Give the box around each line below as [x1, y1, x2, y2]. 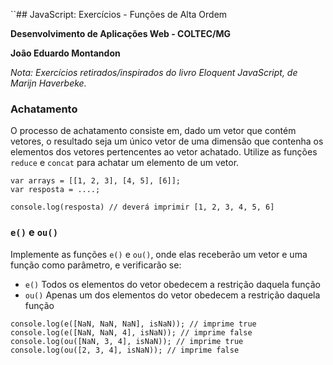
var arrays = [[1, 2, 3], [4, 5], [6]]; [10, 176, 182, 186]
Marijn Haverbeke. [10, 77, 87, 89]
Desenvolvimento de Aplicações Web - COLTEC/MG [10, 28, 232, 39]
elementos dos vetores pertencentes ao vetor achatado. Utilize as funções [10, 146, 318, 158]
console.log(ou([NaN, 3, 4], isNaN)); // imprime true [10, 336, 244, 346]
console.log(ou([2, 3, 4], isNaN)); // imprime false [10, 345, 240, 355]
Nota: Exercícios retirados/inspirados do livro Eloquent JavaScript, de [10, 67, 298, 78]
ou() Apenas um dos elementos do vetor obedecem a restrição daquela [24, 289, 321, 301]
